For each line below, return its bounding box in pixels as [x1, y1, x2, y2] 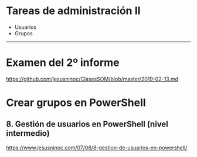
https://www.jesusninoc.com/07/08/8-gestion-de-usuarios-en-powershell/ [6, 144, 188, 151]
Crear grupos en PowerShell [6, 96, 146, 109]
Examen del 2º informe [6, 56, 120, 69]
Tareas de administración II [6, 4, 141, 18]
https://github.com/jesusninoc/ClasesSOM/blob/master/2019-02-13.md [6, 75, 179, 82]
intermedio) [6, 128, 50, 139]
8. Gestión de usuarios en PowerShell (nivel [6, 119, 169, 129]
